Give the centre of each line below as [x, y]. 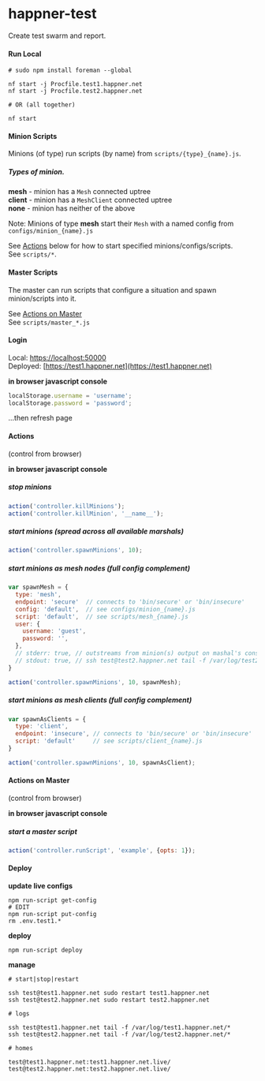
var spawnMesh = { [38, 587]
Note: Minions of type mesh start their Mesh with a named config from [121, 224]
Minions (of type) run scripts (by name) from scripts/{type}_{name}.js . [125, 154]
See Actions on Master [45, 313]
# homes [21, 1049]
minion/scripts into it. [42, 298]
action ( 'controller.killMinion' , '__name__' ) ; [86, 514]
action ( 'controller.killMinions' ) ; [67, 506]
